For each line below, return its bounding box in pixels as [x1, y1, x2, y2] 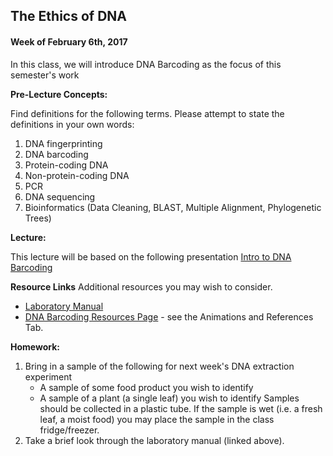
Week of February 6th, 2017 [10, 35, 128, 48]
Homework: [10, 340, 60, 353]
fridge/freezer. [39, 424, 100, 436]
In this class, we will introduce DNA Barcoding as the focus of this [10, 58, 282, 70]
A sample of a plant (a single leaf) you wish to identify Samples [39, 392, 300, 404]
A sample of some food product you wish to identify [39, 381, 254, 393]
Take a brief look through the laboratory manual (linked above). [24, 434, 285, 446]
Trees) [24, 212, 52, 224]
